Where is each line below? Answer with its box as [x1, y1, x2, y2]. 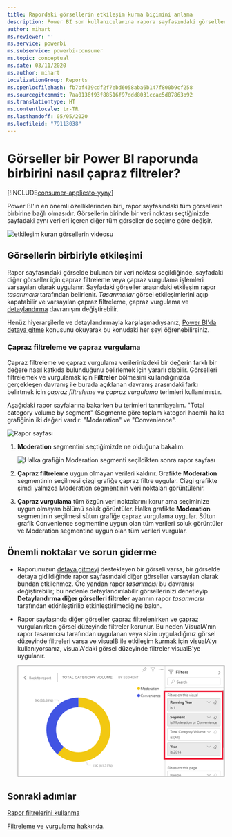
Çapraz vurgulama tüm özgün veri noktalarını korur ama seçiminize [17, 497, 210, 505]
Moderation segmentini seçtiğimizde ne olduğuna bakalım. [17, 442, 185, 451]
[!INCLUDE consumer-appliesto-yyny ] [7, 188, 114, 197]
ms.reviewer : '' [7, 33, 54, 40]
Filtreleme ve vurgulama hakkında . [7, 822, 105, 831]
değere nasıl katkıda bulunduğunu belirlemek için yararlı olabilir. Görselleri [7, 366, 217, 374]
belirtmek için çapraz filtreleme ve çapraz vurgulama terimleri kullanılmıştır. [7, 387, 222, 396]
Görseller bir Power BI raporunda [7, 150, 199, 166]
